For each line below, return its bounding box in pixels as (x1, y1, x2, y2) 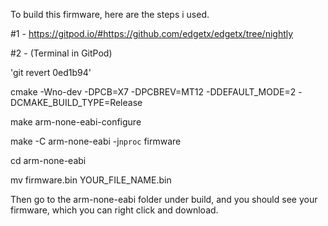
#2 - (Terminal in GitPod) (10, 47, 113, 59)
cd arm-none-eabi (10, 155, 87, 166)
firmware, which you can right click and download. (10, 204, 219, 216)
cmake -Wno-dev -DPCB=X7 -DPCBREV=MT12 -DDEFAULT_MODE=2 (10, 86, 297, 98)
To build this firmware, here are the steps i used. (10, 9, 210, 20)
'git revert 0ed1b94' (10, 67, 92, 78)
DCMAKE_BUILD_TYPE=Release (10, 97, 143, 108)
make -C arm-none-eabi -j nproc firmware (10, 135, 182, 147)
